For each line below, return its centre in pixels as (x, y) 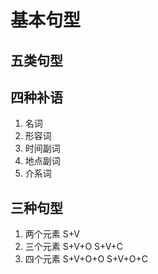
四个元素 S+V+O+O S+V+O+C (86, 259)
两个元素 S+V (52, 234)
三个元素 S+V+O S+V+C (74, 247)
